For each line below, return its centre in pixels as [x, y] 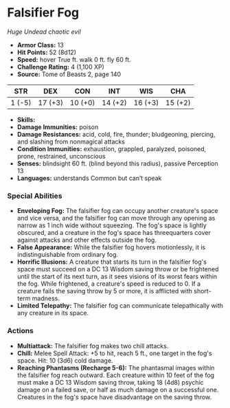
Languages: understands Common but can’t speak [89, 178]
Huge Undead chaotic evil [44, 32]
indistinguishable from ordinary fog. [68, 255]
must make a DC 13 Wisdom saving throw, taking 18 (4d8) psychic [110, 382]
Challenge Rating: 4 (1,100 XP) [60, 67]
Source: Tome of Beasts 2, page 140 [69, 74]
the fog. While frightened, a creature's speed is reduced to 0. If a [109, 284]
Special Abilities [35, 196]
